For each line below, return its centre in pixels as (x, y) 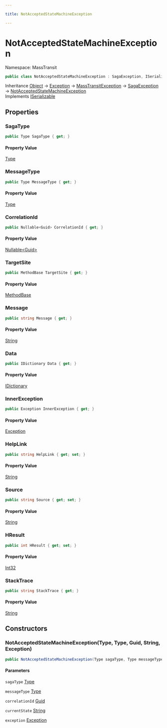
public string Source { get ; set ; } (43, 500)
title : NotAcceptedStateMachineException (49, 14)
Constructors (26, 629)
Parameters (17, 670)
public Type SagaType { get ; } (38, 137)
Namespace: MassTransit (31, 67)
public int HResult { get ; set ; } (41, 545)
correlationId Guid (25, 701)
